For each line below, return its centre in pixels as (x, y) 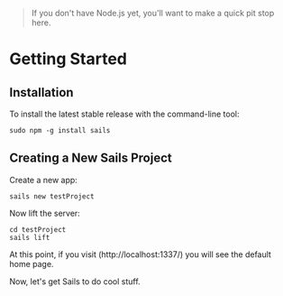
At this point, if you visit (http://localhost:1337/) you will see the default (141, 254)
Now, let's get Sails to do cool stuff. (75, 281)
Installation (41, 92)
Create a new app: (44, 180)
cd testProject (38, 229)
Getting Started (68, 59)
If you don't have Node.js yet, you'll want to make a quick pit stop (153, 13)
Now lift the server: (45, 213)
